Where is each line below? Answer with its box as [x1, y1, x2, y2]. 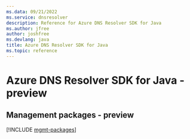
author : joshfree [6, 31, 50, 37]
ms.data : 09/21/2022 [6, 8, 58, 15]
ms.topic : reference [6, 48, 58, 54]
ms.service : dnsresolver [6, 14, 68, 20]
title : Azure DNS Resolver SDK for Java [6, 43, 109, 49]
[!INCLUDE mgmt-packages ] [6, 126, 76, 133]
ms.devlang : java [6, 37, 50, 43]
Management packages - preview [6, 110, 134, 120]
